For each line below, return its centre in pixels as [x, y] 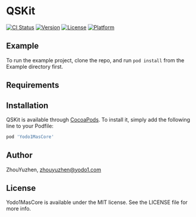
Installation [27, 105]
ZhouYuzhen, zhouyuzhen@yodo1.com [54, 170]
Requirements [33, 85]
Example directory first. [35, 66]
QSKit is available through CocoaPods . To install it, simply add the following [98, 119]
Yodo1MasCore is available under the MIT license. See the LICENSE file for [97, 202]
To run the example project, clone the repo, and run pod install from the [95, 60]
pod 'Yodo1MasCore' [30, 137]
